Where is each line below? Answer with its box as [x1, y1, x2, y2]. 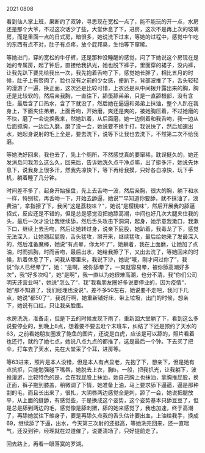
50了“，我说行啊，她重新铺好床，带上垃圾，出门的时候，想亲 [35, 294, 189, 301]
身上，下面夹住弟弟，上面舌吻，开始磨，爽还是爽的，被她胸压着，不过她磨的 [6, 107, 199, 114]
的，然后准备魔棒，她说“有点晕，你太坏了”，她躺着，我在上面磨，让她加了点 [6, 241, 198, 247]
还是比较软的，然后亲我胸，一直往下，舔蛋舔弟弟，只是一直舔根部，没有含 [6, 92, 193, 99]
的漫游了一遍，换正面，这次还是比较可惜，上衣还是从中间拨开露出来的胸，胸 [6, 84, 199, 91]
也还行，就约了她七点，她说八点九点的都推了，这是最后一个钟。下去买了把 [6, 338, 193, 345]
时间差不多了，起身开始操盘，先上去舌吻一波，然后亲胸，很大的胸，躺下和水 [6, 187, 199, 194]
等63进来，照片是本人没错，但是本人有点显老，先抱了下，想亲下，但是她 [6, 358, 190, 365]
